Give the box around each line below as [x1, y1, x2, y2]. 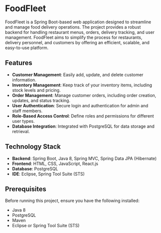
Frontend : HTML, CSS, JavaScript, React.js [12, 161, 98, 166]
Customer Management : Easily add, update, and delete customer [12, 71, 144, 78]
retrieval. [12, 128, 30, 134]
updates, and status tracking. [12, 98, 71, 103]
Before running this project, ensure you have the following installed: [5, 198, 140, 204]
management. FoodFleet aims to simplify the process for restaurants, [5, 34, 143, 40]
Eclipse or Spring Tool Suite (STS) [12, 223, 80, 229]
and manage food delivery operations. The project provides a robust [5, 24, 141, 30]
